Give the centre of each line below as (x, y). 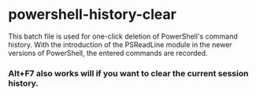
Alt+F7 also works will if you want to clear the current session (128, 73)
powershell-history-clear (93, 15)
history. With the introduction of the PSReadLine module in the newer (120, 44)
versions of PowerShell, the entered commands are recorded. (108, 53)
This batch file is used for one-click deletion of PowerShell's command (123, 36)
